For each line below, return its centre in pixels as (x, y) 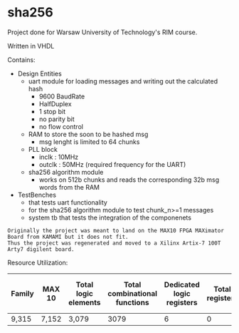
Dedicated (182, 285)
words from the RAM (69, 187)
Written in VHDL (31, 46)
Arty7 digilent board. (41, 249)
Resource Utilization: (38, 262)
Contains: (21, 60)
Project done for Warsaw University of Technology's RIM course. (102, 32)
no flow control (61, 126)
